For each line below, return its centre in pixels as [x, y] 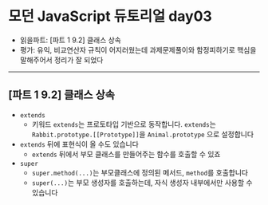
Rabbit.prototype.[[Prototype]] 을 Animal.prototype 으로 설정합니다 [142, 134]
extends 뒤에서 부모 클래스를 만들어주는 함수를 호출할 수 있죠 [126, 154]
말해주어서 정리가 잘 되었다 [61, 60]
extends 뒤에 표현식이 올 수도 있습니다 [79, 144]
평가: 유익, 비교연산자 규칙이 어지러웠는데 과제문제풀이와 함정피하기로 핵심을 [138, 49]
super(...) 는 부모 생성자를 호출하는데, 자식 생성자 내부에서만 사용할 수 [142, 182]
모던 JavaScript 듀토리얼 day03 [110, 16]
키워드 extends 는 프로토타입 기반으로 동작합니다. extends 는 [124, 124]
